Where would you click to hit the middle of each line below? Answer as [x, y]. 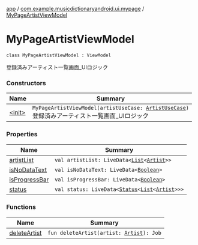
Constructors [26, 83]
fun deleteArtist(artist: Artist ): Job [105, 233]
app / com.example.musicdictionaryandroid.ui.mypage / [75, 9]
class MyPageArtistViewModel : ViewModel [59, 55]
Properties [22, 135]
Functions [21, 207]
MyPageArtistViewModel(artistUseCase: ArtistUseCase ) [111, 108]
